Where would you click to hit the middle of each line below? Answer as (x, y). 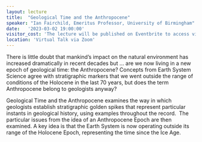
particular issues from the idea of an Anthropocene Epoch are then (89, 120)
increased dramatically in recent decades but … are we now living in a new (99, 63)
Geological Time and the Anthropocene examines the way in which (89, 100)
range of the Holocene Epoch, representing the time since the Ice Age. (94, 132)
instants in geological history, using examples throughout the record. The (98, 113)
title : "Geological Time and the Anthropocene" (68, 17)
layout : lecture (26, 12)
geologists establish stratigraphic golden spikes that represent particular (96, 107)
